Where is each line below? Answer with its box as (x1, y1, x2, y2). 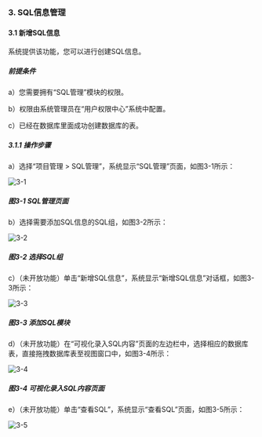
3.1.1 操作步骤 (8, 140, 51, 150)
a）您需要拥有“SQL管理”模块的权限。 (8, 88, 128, 97)
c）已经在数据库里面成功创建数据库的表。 (8, 121, 143, 130)
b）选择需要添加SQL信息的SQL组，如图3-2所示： (8, 217, 168, 227)
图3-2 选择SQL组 (8, 252, 64, 261)
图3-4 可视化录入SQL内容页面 (8, 383, 105, 393)
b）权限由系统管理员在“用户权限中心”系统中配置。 (8, 104, 170, 114)
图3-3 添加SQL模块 (8, 318, 71, 327)
